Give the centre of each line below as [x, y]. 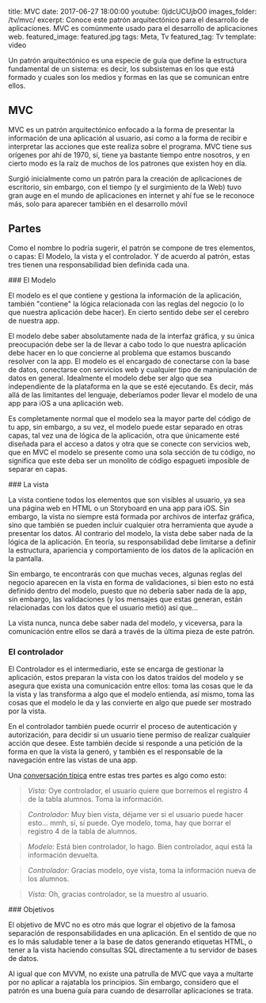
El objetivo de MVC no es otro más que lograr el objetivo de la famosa [122, 925]
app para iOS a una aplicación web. [66, 403]
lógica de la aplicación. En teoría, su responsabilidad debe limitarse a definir [132, 541]
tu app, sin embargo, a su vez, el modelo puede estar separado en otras [125, 427]
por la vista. [27, 711]
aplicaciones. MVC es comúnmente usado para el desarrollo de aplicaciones [133, 28]
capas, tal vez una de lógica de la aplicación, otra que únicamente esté [124, 435]
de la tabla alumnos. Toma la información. [95, 799]
